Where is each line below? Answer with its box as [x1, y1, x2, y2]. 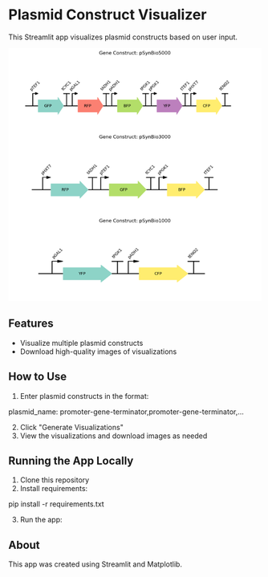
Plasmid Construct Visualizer [8, 6, 207, 24]
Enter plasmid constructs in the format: [19, 391, 149, 400]
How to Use [8, 370, 67, 384]
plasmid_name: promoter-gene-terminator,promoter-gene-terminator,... [8, 407, 245, 416]
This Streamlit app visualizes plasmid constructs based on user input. [8, 32, 238, 42]
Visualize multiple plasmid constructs [19, 338, 144, 347]
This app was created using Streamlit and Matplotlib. [8, 559, 183, 569]
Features [8, 317, 54, 331]
